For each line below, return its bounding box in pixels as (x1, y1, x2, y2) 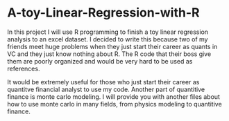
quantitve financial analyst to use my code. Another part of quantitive (7, 85, 205, 93)
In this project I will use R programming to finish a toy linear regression (7, 28, 209, 36)
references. (7, 64, 40, 73)
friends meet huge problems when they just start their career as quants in (7, 42, 218, 50)
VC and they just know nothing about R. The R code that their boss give (7, 50, 212, 58)
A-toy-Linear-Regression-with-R (7, 5, 200, 21)
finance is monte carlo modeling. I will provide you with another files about (7, 92, 221, 101)
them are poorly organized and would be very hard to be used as (7, 57, 193, 65)
